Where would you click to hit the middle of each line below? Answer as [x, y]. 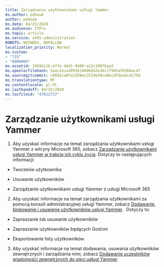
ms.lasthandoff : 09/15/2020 [35, 89]
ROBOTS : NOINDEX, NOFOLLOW [33, 43]
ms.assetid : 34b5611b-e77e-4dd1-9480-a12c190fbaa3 [59, 66]
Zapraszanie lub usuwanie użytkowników [55, 219]
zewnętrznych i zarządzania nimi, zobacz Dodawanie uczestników [81, 254]
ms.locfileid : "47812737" [32, 94]
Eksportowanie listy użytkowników [48, 239]
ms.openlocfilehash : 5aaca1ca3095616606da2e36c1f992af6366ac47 [73, 71]
